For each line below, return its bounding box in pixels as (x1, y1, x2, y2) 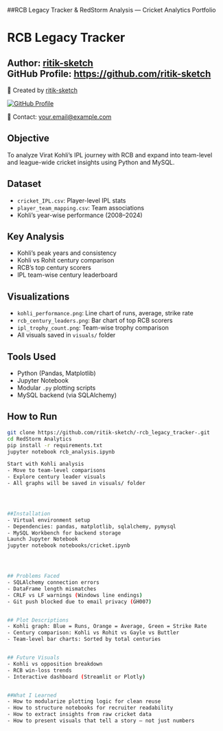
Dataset (7, 178, 42, 190)
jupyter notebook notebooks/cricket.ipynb (7, 542, 130, 549)
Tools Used (7, 350, 56, 363)
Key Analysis (7, 231, 64, 243)
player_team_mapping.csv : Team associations (16, 203, 145, 212)
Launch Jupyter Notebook (7, 536, 78, 543)
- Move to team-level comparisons (7, 467, 106, 474)
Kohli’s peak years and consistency (16, 249, 117, 257)
